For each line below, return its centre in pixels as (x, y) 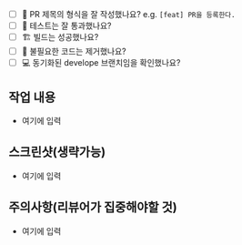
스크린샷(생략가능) (57, 153)
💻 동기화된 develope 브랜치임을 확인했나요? (101, 63)
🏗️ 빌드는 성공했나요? (60, 37)
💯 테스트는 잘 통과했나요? (66, 26)
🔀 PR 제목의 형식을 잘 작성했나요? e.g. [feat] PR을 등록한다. (128, 14)
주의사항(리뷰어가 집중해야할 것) (93, 207)
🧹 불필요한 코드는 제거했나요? (74, 51)
